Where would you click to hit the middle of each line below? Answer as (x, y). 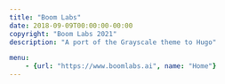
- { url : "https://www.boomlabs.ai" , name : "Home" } (121, 66)
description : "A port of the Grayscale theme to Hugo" (113, 42)
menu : (19, 58)
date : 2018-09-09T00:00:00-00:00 (71, 26)
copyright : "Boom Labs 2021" (63, 34)
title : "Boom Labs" (45, 17)
